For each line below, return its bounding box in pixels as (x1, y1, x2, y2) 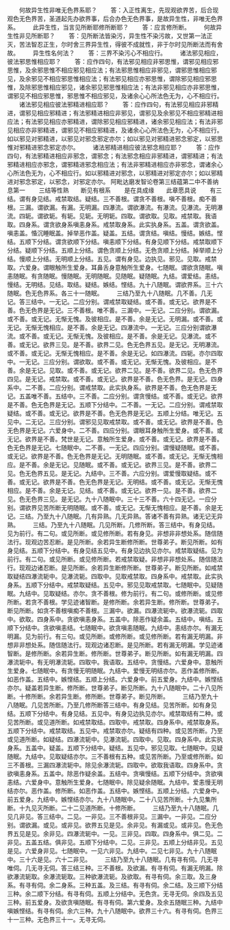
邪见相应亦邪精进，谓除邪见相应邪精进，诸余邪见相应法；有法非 (36, 117, 217, 126)
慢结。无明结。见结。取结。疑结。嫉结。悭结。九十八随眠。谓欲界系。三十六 (7, 281, 223, 288)
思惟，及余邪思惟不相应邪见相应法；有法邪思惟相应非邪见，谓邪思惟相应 (7, 66, 211, 74)
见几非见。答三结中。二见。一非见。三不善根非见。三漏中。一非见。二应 (7, 813, 211, 820)
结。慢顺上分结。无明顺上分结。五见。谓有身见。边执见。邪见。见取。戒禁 (7, 255, 217, 263)
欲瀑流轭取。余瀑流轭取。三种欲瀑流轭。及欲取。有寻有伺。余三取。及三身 (7, 872, 217, 881)
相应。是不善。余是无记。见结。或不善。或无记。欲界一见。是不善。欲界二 (7, 487, 217, 494)
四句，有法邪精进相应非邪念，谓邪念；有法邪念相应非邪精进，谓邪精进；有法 (7, 152, 223, 160)
